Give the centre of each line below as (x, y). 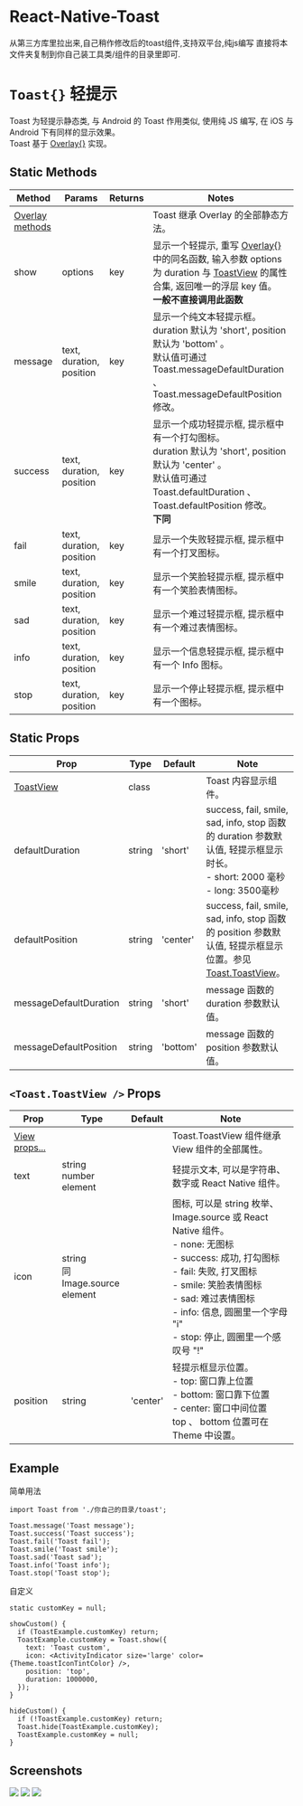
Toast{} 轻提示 (63, 95)
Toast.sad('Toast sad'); (56, 1557)
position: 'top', (58, 1672)
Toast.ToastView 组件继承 (227, 1136)
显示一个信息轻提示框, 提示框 (214, 651)
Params (81, 198)
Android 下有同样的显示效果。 (64, 132)
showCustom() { (38, 1624)
